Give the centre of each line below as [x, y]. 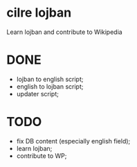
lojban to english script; [50, 79]
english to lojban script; [50, 86]
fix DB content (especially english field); [73, 141]
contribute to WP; [42, 156]
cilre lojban [39, 13]
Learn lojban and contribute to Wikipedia [64, 32]
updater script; [38, 94]
